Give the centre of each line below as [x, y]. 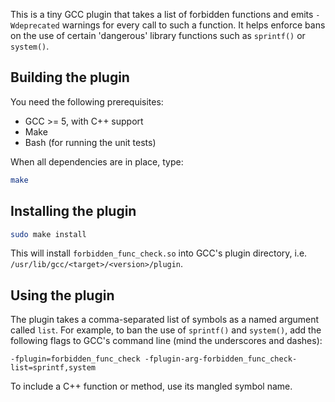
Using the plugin [62, 295]
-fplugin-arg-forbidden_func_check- [221, 359]
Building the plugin [70, 77]
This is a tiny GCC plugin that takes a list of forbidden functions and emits [162, 14]
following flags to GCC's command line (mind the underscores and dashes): [166, 341]
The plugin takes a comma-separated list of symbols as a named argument [165, 320]
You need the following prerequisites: [87, 101]
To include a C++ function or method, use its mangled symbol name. [151, 386]
